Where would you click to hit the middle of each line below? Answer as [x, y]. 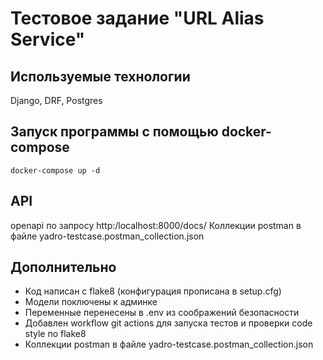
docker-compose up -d [55, 170]
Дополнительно [63, 267]
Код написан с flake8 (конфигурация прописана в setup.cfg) [153, 291]
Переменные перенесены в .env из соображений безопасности [162, 313]
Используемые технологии [100, 76]
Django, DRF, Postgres [56, 100]
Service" [48, 39]
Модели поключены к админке [91, 302]
